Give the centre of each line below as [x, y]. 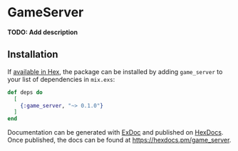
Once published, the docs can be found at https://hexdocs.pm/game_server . [119, 140]
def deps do [25, 92]
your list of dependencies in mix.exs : [61, 79]
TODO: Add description [43, 32]
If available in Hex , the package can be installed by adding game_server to [115, 71]
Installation [33, 54]
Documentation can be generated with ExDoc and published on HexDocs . [115, 132]
